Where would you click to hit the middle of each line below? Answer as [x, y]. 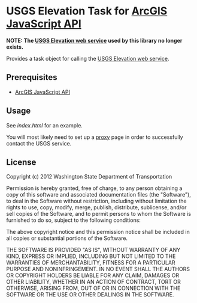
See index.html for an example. [44, 125]
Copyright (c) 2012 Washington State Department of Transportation [89, 177]
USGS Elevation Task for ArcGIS [87, 11]
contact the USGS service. [39, 143]
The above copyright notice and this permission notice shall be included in [98, 232]
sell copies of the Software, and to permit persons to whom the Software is [99, 214]
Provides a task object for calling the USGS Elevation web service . [88, 58]
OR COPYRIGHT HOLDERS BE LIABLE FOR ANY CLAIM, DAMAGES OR [93, 275]
